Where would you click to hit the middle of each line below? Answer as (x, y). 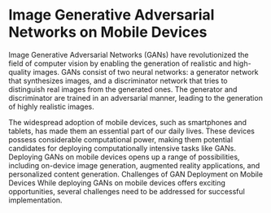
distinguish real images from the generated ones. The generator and (123, 89)
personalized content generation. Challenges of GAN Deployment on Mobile (135, 174)
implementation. (35, 200)
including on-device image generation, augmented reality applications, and (134, 165)
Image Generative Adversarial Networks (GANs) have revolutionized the (129, 54)
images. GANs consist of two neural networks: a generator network (146, 72)
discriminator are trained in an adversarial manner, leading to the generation (135, 98)
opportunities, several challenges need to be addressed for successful (127, 191)
